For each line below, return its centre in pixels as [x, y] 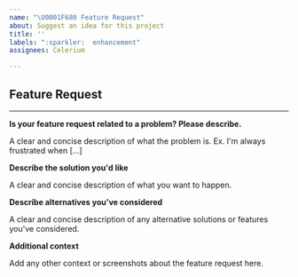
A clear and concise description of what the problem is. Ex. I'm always [137, 141]
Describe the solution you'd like [69, 167]
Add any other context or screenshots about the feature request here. [137, 263]
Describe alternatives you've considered [86, 202]
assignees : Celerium [47, 51]
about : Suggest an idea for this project [87, 26]
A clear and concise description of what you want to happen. [121, 185]
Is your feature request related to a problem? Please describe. [125, 123]
